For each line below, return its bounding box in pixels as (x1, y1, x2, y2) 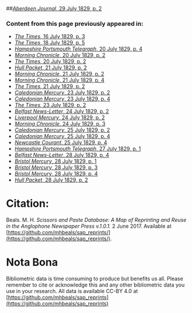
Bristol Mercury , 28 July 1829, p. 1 (14, 158, 97, 165)
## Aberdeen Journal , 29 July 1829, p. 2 (6, 5, 102, 12)
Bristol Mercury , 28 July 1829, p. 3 (14, 164, 98, 171)
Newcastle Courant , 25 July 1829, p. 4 (14, 139, 107, 146)
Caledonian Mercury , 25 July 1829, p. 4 (14, 133, 111, 140)
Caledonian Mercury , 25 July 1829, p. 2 (14, 126, 110, 134)
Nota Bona (6, 255, 59, 269)
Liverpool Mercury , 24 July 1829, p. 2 (14, 114, 105, 121)
